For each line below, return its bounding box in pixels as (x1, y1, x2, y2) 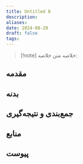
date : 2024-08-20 (6, 25, 49, 31)
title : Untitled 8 (6, 8, 51, 15)
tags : (6, 36, 19, 42)
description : (6, 14, 38, 20)
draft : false (6, 30, 38, 36)
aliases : (6, 19, 27, 25)
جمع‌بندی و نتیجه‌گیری (6, 109, 74, 119)
